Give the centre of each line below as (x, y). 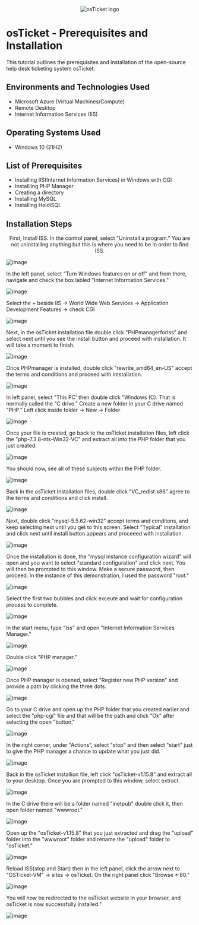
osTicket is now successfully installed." (54, 904)
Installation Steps (39, 224)
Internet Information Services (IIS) (56, 114)
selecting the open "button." (41, 722)
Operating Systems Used (53, 133)
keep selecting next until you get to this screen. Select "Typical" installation (98, 527)
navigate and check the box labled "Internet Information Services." (88, 280)
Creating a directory (39, 192)
